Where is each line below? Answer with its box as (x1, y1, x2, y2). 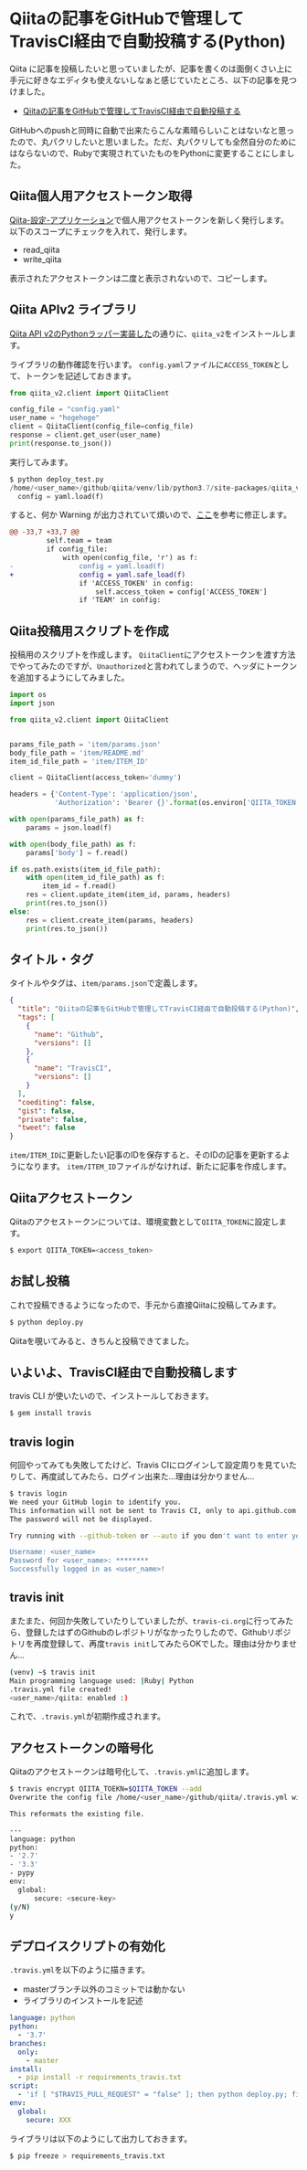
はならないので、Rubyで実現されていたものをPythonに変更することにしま (9, 147, 288, 158)
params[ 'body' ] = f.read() (26, 848, 129, 857)
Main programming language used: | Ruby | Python (9, 1676, 195, 1686)
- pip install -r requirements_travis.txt (17, 2073, 182, 2082)
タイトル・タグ (9, 951, 94, 967)
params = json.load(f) (26, 823, 112, 832)
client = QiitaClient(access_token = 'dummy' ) (9, 773, 182, 782)
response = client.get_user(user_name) (9, 430, 162, 439)
